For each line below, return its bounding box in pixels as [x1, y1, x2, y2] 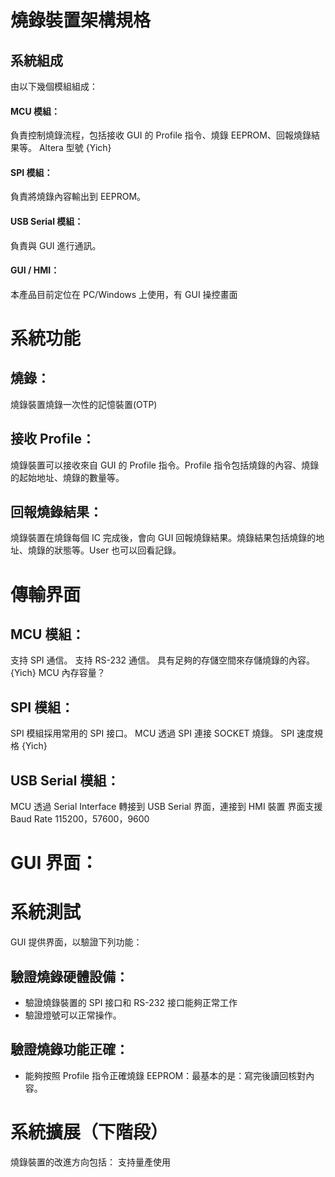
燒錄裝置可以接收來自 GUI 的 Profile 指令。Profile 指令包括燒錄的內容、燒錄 [10, 459, 320, 471]
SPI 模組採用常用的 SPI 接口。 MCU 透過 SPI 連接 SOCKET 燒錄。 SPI [10, 727, 295, 740]
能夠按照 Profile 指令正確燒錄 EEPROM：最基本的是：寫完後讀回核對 [24, 1069, 307, 1081]
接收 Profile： [10, 431, 95, 448]
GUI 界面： [10, 852, 99, 875]
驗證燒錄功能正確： [10, 1041, 129, 1058]
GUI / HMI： [10, 264, 60, 276]
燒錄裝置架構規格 [10, 9, 152, 32]
